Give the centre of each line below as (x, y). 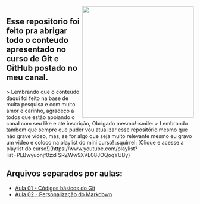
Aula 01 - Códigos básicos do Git (55, 188)
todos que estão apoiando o (41, 117)
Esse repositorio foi (43, 22)
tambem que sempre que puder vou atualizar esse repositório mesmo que (97, 130)
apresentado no (36, 50)
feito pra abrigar (37, 31)
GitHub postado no (42, 68)
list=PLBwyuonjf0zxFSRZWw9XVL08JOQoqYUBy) (68, 155)
